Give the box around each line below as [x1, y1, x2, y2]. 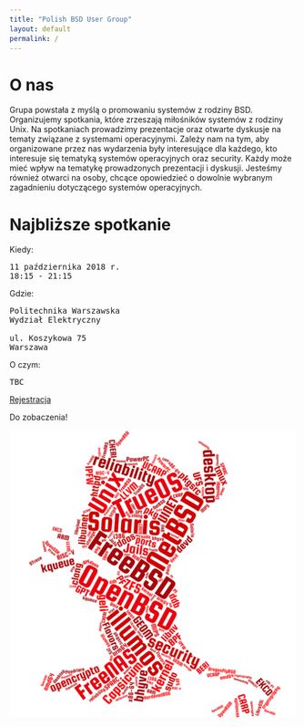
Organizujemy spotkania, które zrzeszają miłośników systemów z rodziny [9, 114, 284, 125]
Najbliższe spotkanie [9, 214, 171, 234]
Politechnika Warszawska [9, 306, 120, 317]
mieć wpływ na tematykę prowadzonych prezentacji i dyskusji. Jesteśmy [9, 162, 282, 173]
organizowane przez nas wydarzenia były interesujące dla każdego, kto [9, 143, 278, 154]
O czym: [9, 359, 41, 370]
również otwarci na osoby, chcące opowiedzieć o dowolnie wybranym [9, 172, 273, 183]
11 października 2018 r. [9, 262, 120, 273]
